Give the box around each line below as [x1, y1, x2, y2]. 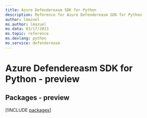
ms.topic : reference [5, 31, 49, 36]
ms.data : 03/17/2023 [5, 26, 49, 32]
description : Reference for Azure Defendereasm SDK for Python [5, 12, 142, 17]
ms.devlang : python [5, 36, 47, 41]
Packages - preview [5, 94, 70, 102]
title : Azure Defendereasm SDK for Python [5, 7, 97, 13]
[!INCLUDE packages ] [5, 107, 51, 113]
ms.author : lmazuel [5, 21, 47, 27]
